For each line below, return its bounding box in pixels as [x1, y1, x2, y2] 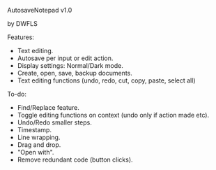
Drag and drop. [17, 141, 61, 149]
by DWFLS [7, 20, 38, 27]
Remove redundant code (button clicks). [17, 155, 134, 164]
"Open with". [17, 148, 54, 156]
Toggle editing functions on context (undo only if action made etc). [17, 111, 210, 119]
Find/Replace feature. [17, 104, 80, 111]
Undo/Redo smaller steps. [17, 118, 93, 127]
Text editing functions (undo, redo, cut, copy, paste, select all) [17, 76, 196, 85]
